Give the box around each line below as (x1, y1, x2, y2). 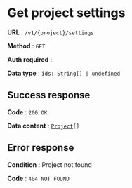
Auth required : (7, 55, 53, 64)
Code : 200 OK (7, 107, 48, 116)
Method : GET (7, 41, 46, 50)
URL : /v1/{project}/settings (7, 28, 94, 36)
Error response (7, 142, 74, 154)
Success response (7, 89, 91, 101)
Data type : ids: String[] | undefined (7, 69, 121, 77)
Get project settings (7, 5, 126, 21)
